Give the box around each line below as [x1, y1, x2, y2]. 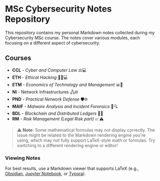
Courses [5, 54, 32, 62]
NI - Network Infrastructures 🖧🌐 [12, 89, 79, 95]
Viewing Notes [5, 154, 41, 161]
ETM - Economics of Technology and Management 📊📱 [12, 81, 123, 88]
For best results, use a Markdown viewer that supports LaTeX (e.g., [5, 166, 139, 171]
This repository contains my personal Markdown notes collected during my [5, 30, 155, 35]
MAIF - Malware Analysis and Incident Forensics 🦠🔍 [12, 103, 118, 109]
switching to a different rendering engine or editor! [16, 142, 118, 148]
